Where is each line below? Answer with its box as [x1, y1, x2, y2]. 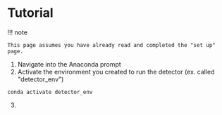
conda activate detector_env [7, 88, 93, 95]
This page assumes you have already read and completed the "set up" [7, 41, 216, 48]
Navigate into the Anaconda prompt [17, 60, 121, 68]
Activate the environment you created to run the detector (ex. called [17, 67, 215, 76]
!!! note [7, 28, 28, 36]
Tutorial [7, 5, 54, 21]
